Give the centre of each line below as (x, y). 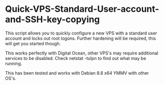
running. (14, 63)
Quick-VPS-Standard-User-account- (82, 9)
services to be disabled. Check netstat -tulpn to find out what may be (76, 58)
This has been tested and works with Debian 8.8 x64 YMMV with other (77, 73)
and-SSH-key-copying (53, 19)
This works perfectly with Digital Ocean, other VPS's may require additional (82, 53)
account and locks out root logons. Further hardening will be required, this (81, 38)
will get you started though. (33, 43)
